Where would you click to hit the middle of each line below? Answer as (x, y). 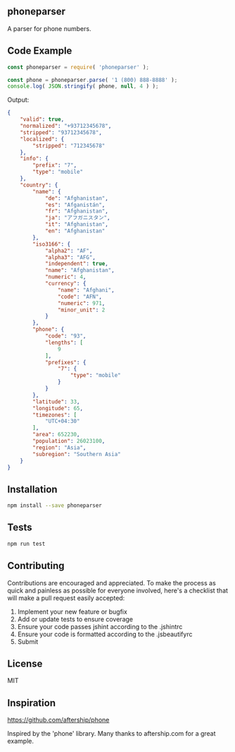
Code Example (40, 51)
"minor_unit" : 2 (81, 310)
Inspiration (32, 703)
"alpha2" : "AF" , (69, 251)
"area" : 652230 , (56, 435)
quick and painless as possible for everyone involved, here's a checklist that (118, 590)
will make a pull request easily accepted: (66, 598)
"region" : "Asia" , (59, 448)
